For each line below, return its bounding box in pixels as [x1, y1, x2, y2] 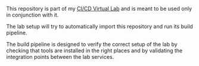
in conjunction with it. [6, 11, 59, 18]
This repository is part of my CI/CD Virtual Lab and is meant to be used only [6, 5, 192, 12]
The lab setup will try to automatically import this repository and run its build [6, 23, 194, 30]
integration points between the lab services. [6, 54, 114, 60]
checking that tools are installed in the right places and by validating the [6, 47, 183, 54]
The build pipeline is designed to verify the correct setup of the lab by [6, 41, 178, 48]
